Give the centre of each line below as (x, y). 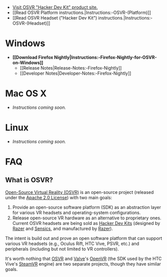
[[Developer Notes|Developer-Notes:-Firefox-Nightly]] (76, 73)
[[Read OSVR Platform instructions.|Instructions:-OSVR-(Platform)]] (82, 13)
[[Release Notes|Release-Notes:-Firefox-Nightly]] (71, 68)
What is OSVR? (29, 180)
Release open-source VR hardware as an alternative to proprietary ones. (87, 218)
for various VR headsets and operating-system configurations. (77, 212)
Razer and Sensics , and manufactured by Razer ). (63, 228)
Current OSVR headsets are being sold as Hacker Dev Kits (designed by (86, 223)
